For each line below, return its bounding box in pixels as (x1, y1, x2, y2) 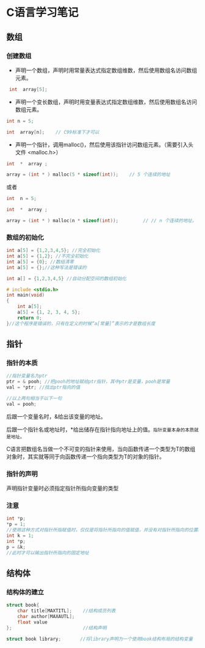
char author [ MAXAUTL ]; (17, 613, 75, 619)
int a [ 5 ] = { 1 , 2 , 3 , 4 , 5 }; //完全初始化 (6, 248, 101, 254)
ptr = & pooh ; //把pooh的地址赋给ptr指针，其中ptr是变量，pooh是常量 (6, 379, 170, 385)
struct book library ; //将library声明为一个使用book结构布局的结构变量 (6, 636, 193, 642)
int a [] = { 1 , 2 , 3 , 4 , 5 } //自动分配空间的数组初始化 (6, 275, 127, 281)
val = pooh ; (6, 401, 37, 407)
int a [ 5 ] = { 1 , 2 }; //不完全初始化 (6, 253, 88, 259)
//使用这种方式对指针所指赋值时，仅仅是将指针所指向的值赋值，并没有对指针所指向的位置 (6, 527, 198, 533)
